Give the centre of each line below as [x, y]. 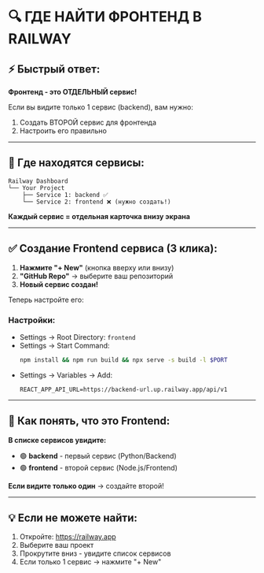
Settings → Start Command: [64, 345]
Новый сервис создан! [59, 284]
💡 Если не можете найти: [73, 518]
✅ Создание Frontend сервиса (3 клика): [113, 249]
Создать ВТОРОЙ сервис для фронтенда [88, 122]
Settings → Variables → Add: [66, 375]
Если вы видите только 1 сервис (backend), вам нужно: [101, 107]
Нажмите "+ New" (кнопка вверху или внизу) [97, 267]
